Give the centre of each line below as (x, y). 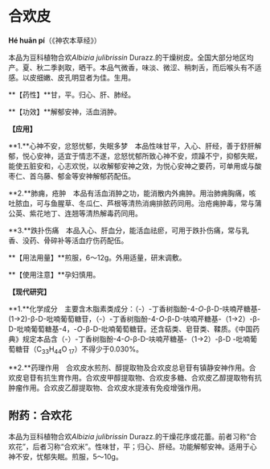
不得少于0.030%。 (112, 349)
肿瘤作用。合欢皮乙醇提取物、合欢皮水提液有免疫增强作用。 (107, 388)
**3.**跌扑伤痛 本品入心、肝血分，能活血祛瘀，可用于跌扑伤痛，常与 (125, 230)
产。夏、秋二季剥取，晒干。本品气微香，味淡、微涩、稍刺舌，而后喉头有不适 (135, 67)
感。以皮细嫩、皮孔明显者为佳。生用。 (72, 77)
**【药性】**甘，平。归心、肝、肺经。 (72, 94)
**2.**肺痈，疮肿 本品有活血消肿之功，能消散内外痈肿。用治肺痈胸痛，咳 (132, 193)
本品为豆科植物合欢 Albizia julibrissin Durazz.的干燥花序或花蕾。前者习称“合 (133, 436)
